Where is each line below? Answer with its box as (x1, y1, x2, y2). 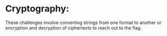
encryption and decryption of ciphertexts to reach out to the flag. (5, 24, 142, 30)
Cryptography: (5, 3, 69, 14)
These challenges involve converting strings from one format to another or (5, 19, 162, 25)
